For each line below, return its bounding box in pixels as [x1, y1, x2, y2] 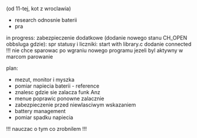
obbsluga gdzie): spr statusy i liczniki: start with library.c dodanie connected [6, 41, 192, 47]
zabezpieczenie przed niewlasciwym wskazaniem [14, 101, 136, 108]
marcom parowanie [6, 53, 53, 60]
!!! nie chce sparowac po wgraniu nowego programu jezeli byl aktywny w [6, 47, 183, 54]
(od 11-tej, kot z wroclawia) [6, 5, 71, 12]
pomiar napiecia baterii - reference [14, 82, 100, 89]
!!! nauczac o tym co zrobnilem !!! [6, 126, 87, 132]
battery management [14, 108, 66, 114]
